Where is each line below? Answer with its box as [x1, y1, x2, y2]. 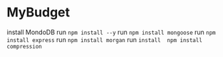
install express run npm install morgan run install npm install [6, 35, 202, 43]
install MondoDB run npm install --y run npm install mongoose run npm [6, 28, 216, 36]
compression [6, 43, 42, 50]
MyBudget [6, 4, 71, 21]
